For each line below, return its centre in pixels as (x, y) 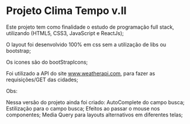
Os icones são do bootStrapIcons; (47, 62)
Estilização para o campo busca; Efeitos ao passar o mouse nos (83, 108)
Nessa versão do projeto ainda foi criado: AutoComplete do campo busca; (95, 102)
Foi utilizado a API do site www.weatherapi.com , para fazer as (81, 73)
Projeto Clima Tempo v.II (66, 11)
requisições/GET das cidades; (42, 80)
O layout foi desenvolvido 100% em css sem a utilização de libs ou (86, 44)
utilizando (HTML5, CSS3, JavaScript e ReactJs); (65, 33)
